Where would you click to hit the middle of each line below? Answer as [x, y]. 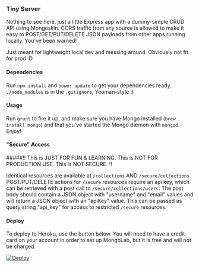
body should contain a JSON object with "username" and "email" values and [100, 194]
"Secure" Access [28, 145]
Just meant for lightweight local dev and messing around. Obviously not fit [97, 52]
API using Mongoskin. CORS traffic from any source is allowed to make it [95, 28]
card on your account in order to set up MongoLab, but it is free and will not [99, 240]
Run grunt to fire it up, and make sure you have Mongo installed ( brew [91, 118]
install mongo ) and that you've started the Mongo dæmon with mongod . [93, 125]
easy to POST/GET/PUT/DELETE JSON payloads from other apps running [96, 34]
